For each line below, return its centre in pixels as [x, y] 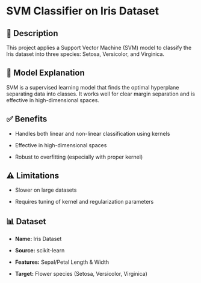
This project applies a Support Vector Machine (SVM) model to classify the [99, 47]
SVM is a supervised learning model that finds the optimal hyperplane [93, 87]
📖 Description [32, 33]
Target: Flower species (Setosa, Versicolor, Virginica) [81, 274]
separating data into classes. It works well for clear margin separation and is [101, 94]
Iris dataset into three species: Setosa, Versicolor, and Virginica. [85, 54]
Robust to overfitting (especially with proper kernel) [79, 157]
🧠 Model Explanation [46, 73]
